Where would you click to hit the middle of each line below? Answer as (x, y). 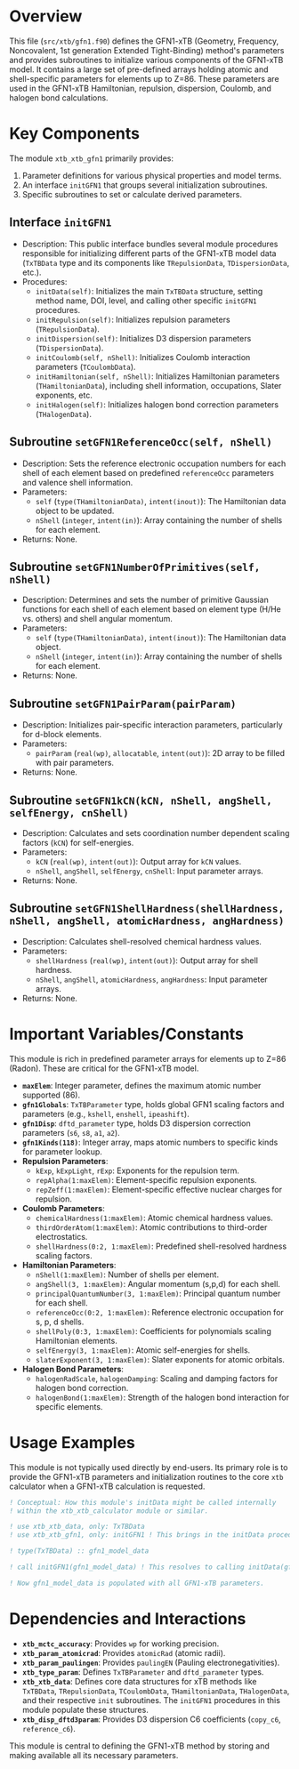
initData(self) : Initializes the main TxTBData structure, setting (149, 291)
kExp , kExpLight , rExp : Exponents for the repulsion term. (137, 1170)
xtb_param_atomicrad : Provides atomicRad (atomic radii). (124, 1652)
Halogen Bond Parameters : (73, 1369)
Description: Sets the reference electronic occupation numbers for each (154, 463)
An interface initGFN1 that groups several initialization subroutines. (145, 185)
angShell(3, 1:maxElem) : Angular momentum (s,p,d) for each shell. (158, 1283)
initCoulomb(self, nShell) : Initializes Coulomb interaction (143, 357)
